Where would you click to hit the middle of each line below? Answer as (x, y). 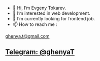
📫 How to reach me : (35, 24)
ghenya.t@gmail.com (27, 36)
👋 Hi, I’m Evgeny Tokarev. (39, 8)
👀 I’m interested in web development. (51, 13)
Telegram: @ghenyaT (40, 52)
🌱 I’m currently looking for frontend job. (54, 19)
